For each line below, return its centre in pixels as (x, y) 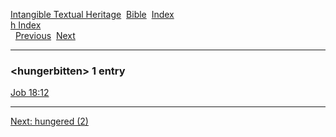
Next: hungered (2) (49, 121)
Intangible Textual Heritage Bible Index (92, 14)
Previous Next (45, 35)
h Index (26, 25)
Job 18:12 (30, 93)
